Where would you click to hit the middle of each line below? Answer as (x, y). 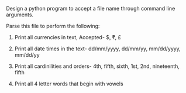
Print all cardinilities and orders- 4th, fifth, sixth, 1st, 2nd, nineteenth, (97, 66)
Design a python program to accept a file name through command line (91, 8)
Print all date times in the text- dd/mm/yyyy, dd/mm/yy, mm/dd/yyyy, (98, 49)
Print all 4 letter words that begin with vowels (69, 84)
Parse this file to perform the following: (53, 26)
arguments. (20, 15)
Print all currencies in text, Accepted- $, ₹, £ (68, 37)
